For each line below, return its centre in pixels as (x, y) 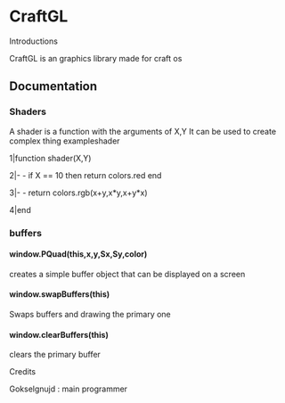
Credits (23, 372)
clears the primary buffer (55, 355)
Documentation (53, 86)
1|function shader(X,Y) (50, 158)
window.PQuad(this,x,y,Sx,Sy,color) (78, 254)
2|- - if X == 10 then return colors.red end (85, 175)
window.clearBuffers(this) (59, 334)
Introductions (33, 41)
